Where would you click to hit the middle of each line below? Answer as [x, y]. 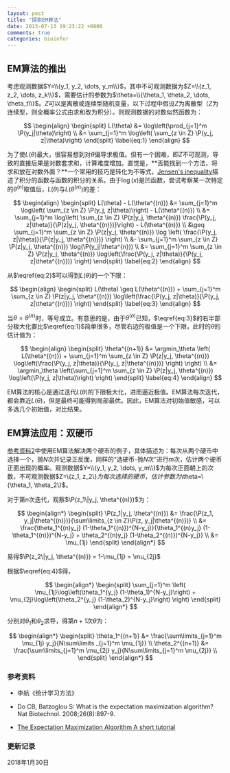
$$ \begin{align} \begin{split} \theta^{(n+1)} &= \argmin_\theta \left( [115, 349]
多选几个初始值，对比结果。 [46, 409]
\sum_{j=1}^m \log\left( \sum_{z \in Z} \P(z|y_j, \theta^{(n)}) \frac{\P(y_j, [115, 217]
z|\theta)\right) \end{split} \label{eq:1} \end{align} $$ [115, 140]
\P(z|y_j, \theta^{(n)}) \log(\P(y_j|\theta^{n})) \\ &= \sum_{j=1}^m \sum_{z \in [115, 246]
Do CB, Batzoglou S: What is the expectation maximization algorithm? [115, 706]
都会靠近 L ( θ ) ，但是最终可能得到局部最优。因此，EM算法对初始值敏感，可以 [114, 401]
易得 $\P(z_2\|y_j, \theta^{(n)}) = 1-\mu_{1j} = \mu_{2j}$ [84, 557]
